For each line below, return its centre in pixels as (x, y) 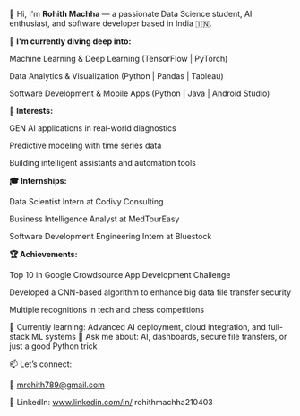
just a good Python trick (53, 346)
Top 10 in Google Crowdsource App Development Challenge (120, 275)
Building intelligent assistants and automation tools (103, 163)
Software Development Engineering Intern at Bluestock (111, 236)
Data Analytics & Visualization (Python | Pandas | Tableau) (116, 76)
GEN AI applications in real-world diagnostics (93, 128)
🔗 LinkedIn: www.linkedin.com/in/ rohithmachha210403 (111, 402)
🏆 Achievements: (43, 254)
